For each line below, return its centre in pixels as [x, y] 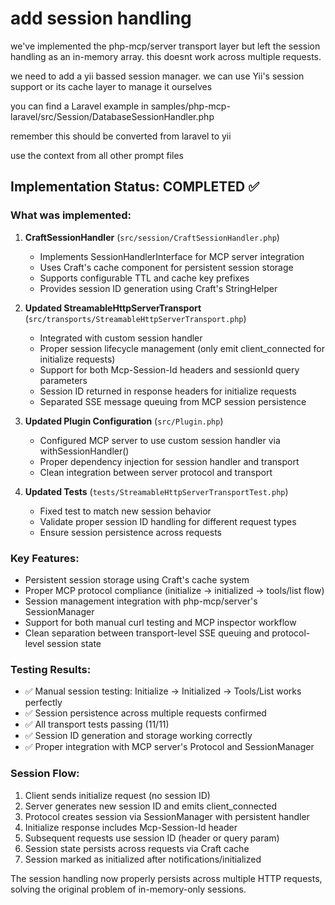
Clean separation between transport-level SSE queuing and [147, 633]
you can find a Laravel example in [79, 106]
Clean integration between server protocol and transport [156, 472]
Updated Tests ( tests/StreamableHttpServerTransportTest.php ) [156, 491]
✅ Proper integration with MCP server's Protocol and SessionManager [169, 747]
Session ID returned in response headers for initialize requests [168, 391]
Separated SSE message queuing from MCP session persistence [173, 401]
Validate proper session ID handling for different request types [168, 521]
